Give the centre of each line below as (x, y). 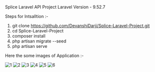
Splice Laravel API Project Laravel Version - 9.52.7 (55, 7)
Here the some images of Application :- (44, 56)
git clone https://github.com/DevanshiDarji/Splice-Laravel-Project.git (81, 26)
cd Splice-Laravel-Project (38, 31)
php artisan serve (30, 46)
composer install (29, 36)
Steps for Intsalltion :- (27, 16)
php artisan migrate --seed (39, 41)
